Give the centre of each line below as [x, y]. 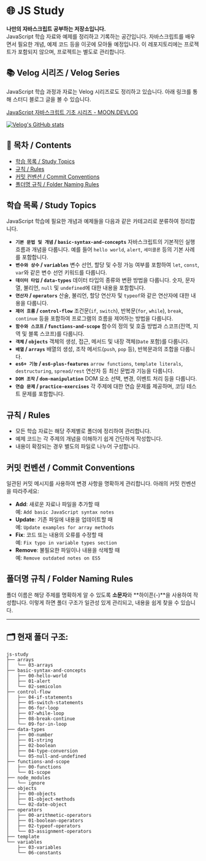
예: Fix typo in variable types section [66, 542]
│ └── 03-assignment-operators [49, 831]
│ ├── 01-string [30, 740]
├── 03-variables [40, 847]
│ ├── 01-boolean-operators [45, 821]
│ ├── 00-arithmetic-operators [49, 815]
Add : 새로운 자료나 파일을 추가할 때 [57, 504]
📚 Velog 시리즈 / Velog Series [63, 73]
